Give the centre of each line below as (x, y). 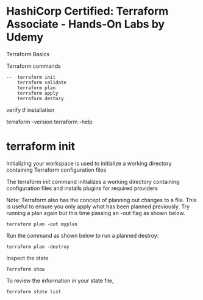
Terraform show (26, 269)
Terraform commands (34, 66)
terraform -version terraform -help (49, 122)
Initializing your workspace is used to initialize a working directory (89, 163)
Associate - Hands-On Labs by (86, 24)
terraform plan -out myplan (42, 224)
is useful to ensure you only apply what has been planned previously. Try (98, 207)
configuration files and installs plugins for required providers (82, 188)
